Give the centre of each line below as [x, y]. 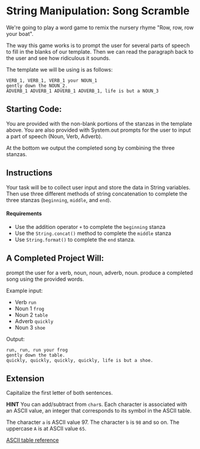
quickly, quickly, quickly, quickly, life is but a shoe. [80, 360]
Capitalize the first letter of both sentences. [60, 393]
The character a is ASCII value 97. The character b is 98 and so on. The [93, 422]
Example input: [24, 290]
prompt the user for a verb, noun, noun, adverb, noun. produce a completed [99, 273]
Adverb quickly [34, 321]
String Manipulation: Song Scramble [98, 11]
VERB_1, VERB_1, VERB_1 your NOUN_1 [52, 80]
